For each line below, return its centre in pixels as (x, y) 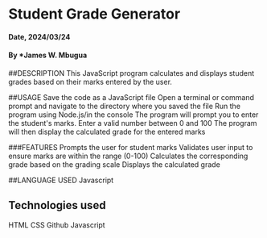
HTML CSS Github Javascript (57, 225)
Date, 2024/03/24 (39, 36)
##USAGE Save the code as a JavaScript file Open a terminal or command (131, 97)
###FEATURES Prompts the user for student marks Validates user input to (131, 147)
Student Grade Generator (94, 14)
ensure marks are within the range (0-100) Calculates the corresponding (128, 156)
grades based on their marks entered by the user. (90, 81)
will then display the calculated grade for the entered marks (107, 132)
